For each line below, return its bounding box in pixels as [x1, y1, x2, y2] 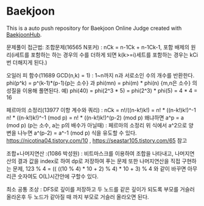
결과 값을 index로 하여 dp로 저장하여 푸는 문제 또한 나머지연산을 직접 [17, 157, 181, 165]
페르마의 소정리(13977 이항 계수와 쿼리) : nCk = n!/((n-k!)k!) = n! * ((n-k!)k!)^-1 [6, 106, 196, 113]
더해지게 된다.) [12, 59, 47, 66]
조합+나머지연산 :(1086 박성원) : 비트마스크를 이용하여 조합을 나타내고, [6, 149, 174, 157]
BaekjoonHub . [6, 30, 42, 38]
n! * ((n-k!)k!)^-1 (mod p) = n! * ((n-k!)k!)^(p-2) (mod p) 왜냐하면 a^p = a [6, 114, 185, 121]
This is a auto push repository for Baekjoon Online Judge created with [6, 24, 182, 32]
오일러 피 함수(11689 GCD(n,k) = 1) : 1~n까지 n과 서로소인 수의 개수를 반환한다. [6, 71, 195, 79]
